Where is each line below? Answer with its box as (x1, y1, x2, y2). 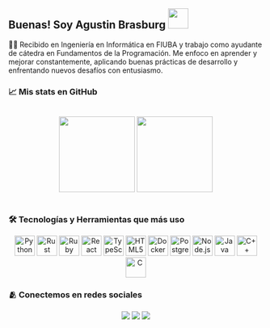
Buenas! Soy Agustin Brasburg (8, 18, 166, 32)
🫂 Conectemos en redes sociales (8, 289, 143, 301)
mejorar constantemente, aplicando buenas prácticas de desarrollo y (8, 57, 238, 66)
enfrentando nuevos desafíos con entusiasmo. (8, 65, 163, 75)
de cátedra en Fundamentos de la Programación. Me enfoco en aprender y (8, 48, 257, 57)
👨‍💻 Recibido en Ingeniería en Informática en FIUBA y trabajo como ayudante (8, 40, 263, 49)
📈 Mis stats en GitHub (8, 86, 98, 97)
